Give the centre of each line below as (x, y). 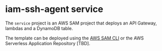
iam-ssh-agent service (54, 9)
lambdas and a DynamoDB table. (39, 28)
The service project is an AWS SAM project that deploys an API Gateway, (81, 23)
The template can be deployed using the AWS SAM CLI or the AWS (75, 38)
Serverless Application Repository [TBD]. (48, 43)
